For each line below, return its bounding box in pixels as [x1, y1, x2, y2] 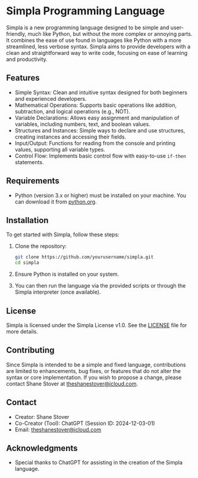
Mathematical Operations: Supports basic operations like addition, [14, 101, 177, 109]
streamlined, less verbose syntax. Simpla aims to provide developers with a [6, 43, 191, 50]
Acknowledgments [6, 443, 78, 453]
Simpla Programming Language [6, 4, 165, 18]
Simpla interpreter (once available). [14, 288, 101, 296]
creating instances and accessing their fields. [14, 133, 127, 140]
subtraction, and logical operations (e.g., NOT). [14, 107, 131, 115]
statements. [14, 158, 44, 165]
